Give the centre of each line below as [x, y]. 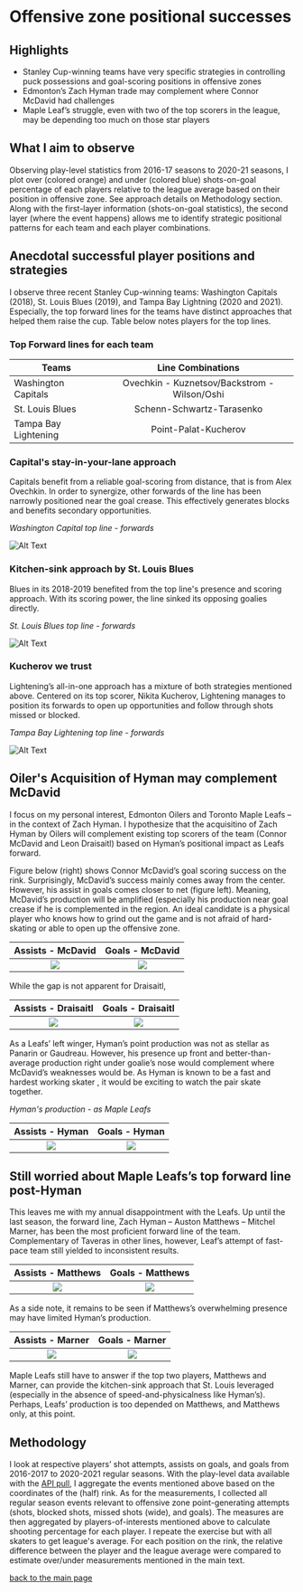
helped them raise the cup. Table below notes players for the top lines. [140, 321]
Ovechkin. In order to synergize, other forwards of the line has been [135, 491]
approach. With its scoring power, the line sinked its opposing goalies [138, 598]
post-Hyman [46, 1191]
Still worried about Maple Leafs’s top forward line [150, 1176]
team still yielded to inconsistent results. [105, 1251]
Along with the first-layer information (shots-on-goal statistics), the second [149, 208]
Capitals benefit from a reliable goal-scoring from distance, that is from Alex [151, 482]
